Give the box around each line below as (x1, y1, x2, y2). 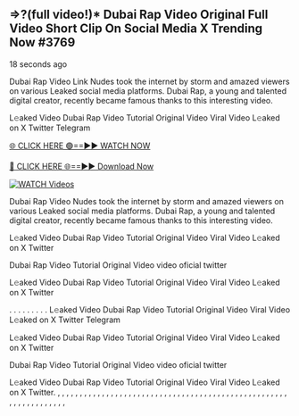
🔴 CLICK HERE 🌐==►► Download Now (9, 161, 154, 171)
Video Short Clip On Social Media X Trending (9, 21, 263, 37)
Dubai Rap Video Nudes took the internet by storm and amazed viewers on (9, 196, 284, 206)
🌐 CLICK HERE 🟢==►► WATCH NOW (9, 140, 151, 151)
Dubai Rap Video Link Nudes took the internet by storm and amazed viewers (9, 76, 290, 87)
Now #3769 (9, 35, 76, 50)
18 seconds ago (9, 58, 68, 70)
